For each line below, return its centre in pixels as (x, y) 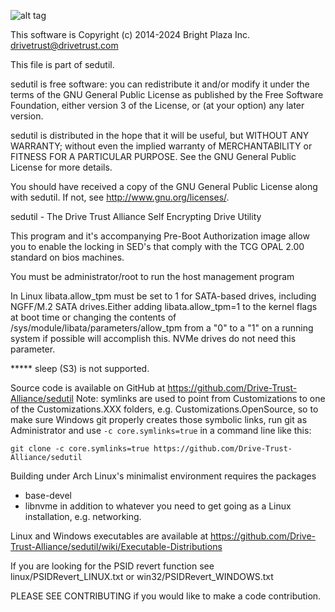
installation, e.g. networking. (83, 516)
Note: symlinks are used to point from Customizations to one (200, 398)
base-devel (48, 495)
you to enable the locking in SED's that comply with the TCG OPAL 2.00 (157, 246)
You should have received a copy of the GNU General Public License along (164, 186)
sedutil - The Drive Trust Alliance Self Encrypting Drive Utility (136, 216)
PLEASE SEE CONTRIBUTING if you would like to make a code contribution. (166, 596)
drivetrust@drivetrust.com (64, 45)
